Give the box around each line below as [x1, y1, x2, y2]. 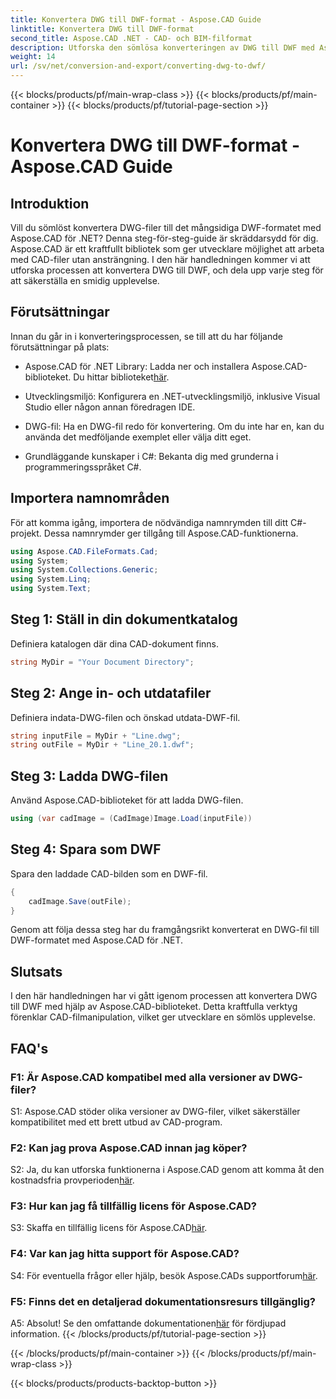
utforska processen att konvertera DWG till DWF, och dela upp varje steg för [10, 264, 324, 276]
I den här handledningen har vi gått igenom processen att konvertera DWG [10, 990, 318, 1002]
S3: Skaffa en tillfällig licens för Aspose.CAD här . [10, 1222, 208, 1234]
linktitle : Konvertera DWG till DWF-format [10, 24, 195, 34]
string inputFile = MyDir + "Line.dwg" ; [10, 731, 182, 741]
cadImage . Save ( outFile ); [28, 896, 132, 906]
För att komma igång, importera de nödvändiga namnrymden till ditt [10, 516, 289, 528]
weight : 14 [10, 52, 56, 62]
